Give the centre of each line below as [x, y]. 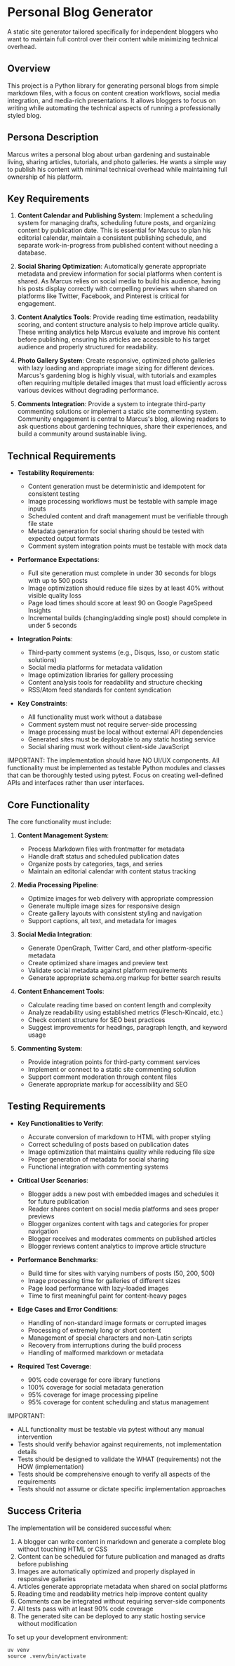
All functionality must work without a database [95, 717]
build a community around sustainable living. [82, 434]
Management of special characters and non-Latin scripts [110, 1338]
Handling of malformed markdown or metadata [95, 1352]
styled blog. [25, 115]
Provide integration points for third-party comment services [114, 1062]
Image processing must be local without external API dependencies [125, 732]
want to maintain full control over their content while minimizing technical [113, 39]
